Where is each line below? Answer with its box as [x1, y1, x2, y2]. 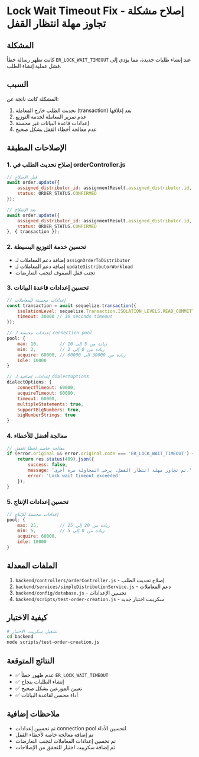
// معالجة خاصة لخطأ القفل [6, 445, 65, 451]
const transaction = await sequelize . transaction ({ [6, 302, 136, 309]
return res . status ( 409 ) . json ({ [17, 456, 94, 462]
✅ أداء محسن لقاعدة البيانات [15, 692, 79, 698]
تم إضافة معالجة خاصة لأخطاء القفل [15, 731, 94, 738]
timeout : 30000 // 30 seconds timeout [17, 314, 113, 320]
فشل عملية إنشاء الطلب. [6, 62, 61, 69]
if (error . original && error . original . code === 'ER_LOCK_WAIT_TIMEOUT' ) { [6, 451, 195, 457]
